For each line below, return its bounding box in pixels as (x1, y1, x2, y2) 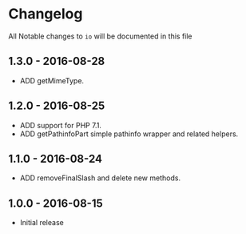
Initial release (19, 218, 64, 228)
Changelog (8, 5, 83, 23)
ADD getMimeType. (19, 75, 85, 85)
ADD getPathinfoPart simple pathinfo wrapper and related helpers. (19, 129, 239, 139)
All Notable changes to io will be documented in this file (8, 31, 193, 41)
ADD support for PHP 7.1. (19, 120, 102, 130)
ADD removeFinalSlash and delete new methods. (19, 173, 181, 183)
